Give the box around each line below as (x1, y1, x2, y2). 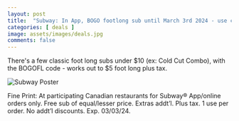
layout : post (7, 10, 46, 18)
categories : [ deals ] (7, 23, 75, 31)
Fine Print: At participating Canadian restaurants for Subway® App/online (7, 92, 221, 100)
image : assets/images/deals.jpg (7, 30, 103, 38)
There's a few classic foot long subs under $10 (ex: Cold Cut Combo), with (7, 56, 225, 65)
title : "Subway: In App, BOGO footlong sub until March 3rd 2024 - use (7, 17, 228, 24)
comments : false (7, 37, 55, 44)
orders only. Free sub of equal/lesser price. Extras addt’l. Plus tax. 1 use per (7, 99, 229, 107)
